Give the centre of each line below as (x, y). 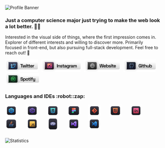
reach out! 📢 (17, 53)
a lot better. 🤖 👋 (23, 26)
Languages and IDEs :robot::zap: (45, 96)
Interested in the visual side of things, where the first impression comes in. (81, 37)
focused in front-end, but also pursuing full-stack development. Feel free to (82, 48)
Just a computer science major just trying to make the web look (82, 20)
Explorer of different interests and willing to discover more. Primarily (74, 42)
